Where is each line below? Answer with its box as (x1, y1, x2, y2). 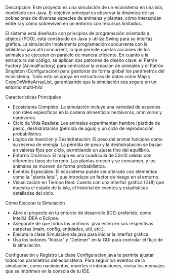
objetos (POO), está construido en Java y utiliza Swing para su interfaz (5, 36, 153, 42)
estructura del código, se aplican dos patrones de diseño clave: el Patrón (5, 57, 158, 63)
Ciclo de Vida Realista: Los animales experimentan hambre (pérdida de (12, 120, 160, 126)
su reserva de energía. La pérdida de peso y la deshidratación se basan (12, 142, 162, 148)
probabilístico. (12, 131, 42, 136)
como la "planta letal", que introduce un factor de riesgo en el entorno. (12, 174, 160, 180)
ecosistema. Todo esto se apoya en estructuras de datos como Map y (5, 74, 151, 79)
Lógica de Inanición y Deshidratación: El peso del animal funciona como (12, 136, 163, 142)
